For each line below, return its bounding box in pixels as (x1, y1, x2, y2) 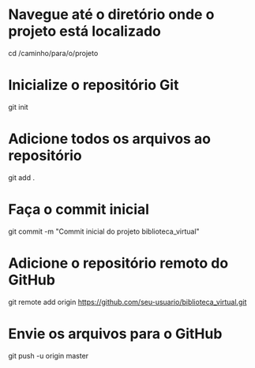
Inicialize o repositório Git (8, 77, 179, 94)
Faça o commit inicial (8, 201, 150, 218)
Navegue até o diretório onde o (8, 6, 215, 24)
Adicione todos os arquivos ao (8, 130, 212, 148)
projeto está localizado (8, 22, 162, 40)
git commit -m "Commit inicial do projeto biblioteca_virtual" (8, 227, 200, 236)
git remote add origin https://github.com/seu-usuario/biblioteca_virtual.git (8, 297, 247, 306)
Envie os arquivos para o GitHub (8, 325, 223, 343)
